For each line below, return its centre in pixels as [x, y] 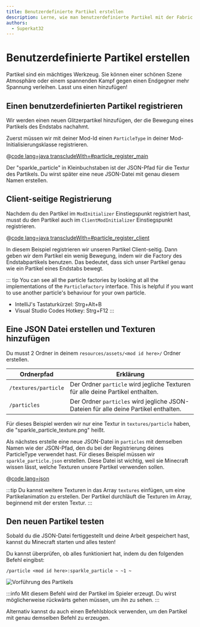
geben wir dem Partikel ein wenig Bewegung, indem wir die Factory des [94, 256]
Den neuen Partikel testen [55, 522]
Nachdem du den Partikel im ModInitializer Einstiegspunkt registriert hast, [99, 213]
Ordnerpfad [37, 374]
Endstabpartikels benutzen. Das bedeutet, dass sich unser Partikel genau [96, 262]
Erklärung [130, 374]
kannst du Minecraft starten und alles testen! [61, 542]
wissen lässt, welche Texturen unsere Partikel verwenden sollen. [85, 467]
